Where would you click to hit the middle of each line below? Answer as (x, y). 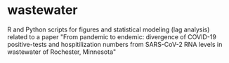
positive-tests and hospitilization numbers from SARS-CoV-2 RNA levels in (115, 44)
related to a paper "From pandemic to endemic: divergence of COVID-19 (112, 36)
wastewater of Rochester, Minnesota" (62, 52)
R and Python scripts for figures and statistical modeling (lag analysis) (109, 29)
